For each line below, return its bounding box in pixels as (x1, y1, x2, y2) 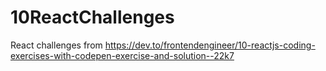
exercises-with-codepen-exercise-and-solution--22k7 (10, 49, 235, 61)
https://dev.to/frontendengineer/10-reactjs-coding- (104, 39, 316, 51)
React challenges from (10, 39, 103, 51)
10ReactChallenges (10, 6, 175, 29)
